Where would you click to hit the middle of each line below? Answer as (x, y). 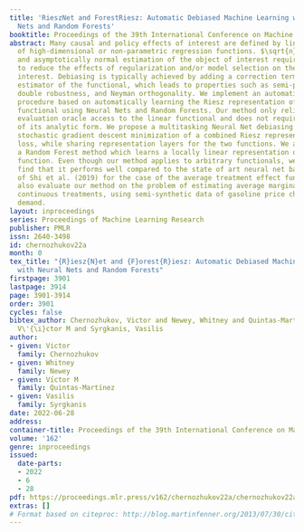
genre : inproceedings (50, 447)
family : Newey (44, 371)
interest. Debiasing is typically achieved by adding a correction (147, 77)
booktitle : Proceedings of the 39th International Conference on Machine (152, 34)
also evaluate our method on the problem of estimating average (141, 186)
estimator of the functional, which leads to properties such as (143, 85)
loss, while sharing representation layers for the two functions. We (153, 144)
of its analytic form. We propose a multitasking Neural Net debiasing (156, 128)
